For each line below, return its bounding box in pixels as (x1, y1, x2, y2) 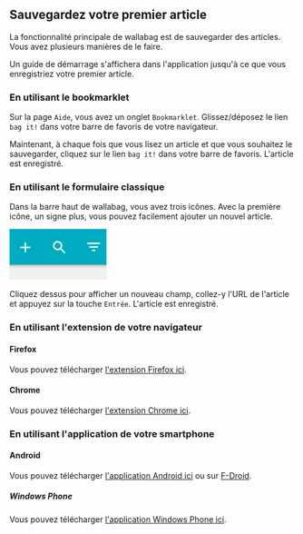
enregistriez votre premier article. (9, 68, 134, 79)
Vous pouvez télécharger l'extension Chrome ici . (9, 404, 191, 416)
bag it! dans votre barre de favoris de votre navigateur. (9, 122, 219, 133)
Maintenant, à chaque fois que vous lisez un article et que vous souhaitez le (9, 139, 293, 150)
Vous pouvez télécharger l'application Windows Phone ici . (9, 513, 227, 525)
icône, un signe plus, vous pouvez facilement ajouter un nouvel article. (9, 211, 274, 222)
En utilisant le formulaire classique (9, 181, 165, 193)
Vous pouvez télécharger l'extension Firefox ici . (9, 363, 188, 375)
